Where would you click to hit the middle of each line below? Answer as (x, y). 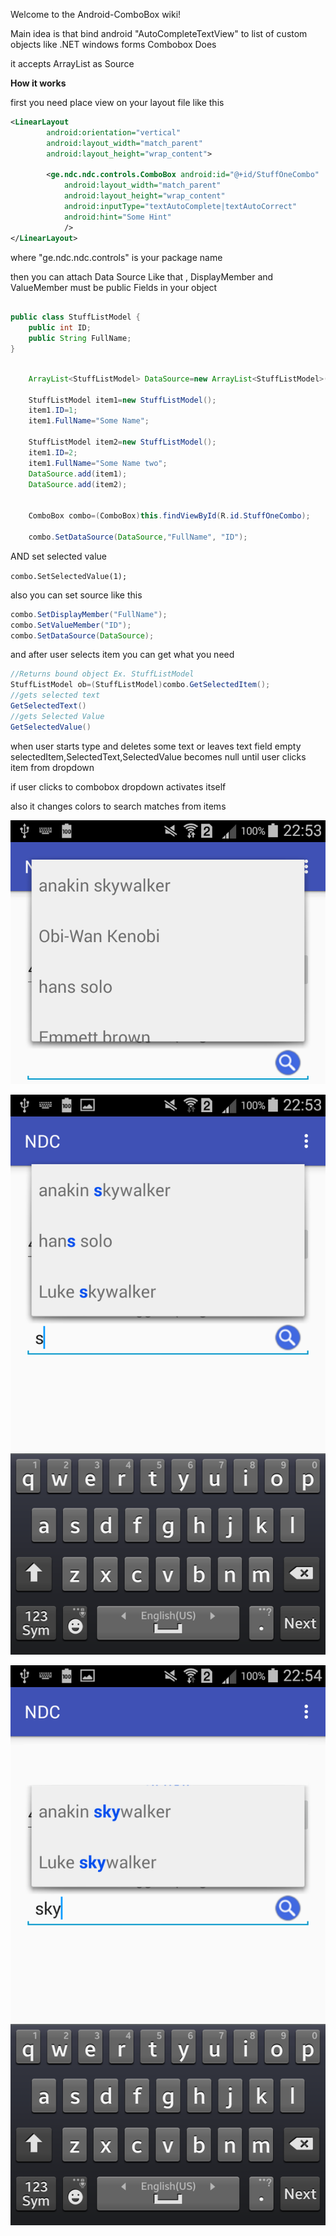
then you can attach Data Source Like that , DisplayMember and (142, 276)
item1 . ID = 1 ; (53, 410)
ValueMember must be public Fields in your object (114, 287)
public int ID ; (60, 328)
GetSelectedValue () (51, 727)
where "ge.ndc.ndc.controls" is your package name (116, 257)
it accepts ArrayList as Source (72, 63)
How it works (38, 83)
